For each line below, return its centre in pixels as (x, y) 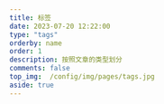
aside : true (32, 85)
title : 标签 (30, 18)
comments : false (40, 69)
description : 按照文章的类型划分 (66, 60)
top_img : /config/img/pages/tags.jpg (82, 77)
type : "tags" (34, 34)
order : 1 (26, 52)
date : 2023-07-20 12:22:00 (60, 26)
